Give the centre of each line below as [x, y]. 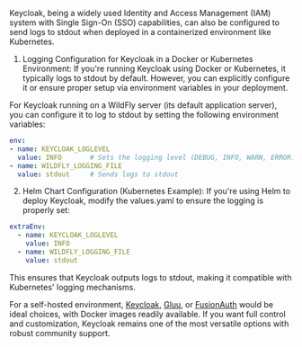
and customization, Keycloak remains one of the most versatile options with [149, 324]
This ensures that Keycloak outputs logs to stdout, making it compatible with [151, 277]
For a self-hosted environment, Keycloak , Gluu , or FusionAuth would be [142, 304]
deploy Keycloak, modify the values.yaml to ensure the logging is [142, 200]
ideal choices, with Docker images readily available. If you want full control [147, 314]
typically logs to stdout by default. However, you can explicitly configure [156, 78]
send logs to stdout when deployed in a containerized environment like [140, 32]
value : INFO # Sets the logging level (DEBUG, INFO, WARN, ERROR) [156, 157]
